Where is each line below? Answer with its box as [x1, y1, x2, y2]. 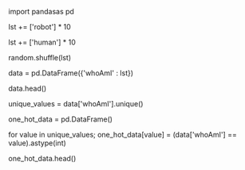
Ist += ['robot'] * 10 [8, 22, 72, 31]
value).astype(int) [8, 138, 66, 148]
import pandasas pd [8, 7, 74, 16]
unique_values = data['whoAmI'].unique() [8, 99, 144, 108]
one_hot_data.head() [8, 154, 77, 163]
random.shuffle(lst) [8, 53, 72, 62]
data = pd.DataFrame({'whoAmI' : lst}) [8, 68, 134, 78]
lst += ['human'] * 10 [8, 37, 76, 47]
